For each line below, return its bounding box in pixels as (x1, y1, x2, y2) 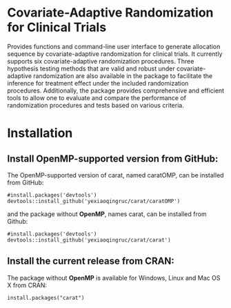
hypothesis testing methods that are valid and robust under (7, 64, 175, 73)
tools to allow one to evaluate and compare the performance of (7, 93, 186, 102)
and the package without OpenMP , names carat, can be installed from (7, 209, 207, 218)
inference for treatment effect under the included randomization (7, 79, 189, 87)
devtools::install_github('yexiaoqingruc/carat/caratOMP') (7, 198, 181, 204)
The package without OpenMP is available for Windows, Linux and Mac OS (7, 273, 221, 282)
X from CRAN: (7, 281, 47, 289)
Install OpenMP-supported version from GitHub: (7, 153, 219, 164)
